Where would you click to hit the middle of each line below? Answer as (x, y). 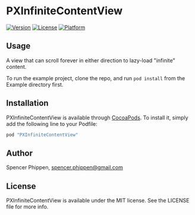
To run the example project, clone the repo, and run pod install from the (96, 78)
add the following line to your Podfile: (52, 124)
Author (19, 153)
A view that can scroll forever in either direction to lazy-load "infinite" (91, 60)
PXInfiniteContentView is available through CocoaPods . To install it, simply (97, 118)
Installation (27, 103)
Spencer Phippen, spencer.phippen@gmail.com (65, 167)
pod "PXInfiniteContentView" (42, 135)
